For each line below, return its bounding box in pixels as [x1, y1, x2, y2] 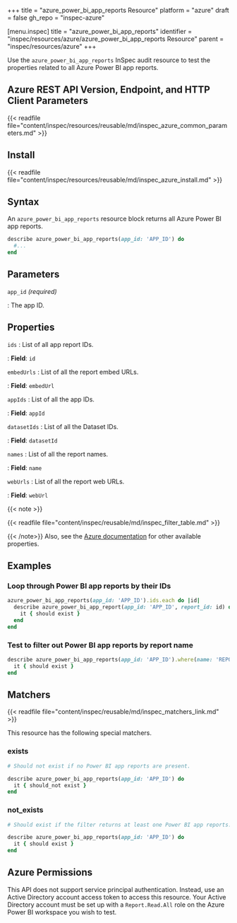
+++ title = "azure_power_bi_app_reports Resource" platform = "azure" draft [7, 6, 229, 14]
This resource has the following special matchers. [7, 729, 152, 737]
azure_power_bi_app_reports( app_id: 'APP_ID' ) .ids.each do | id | [7, 597, 200, 604]
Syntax [7, 196, 39, 208]
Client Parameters [7, 95, 89, 107]
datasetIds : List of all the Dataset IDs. [7, 422, 119, 430]
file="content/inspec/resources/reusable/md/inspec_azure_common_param [7, 121, 228, 129]
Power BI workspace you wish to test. [7, 907, 117, 916]
